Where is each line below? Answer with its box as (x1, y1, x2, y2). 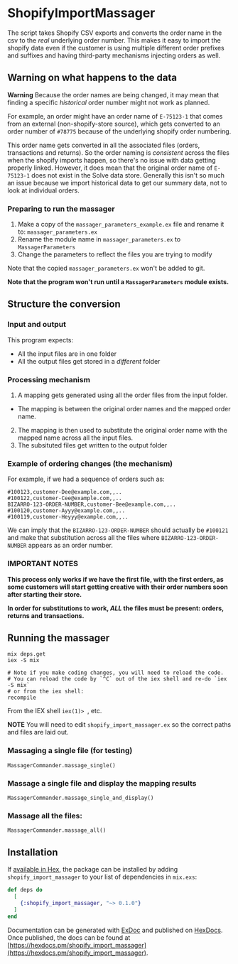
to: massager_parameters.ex (17, 227, 98, 236)
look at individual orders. (7, 186, 80, 195)
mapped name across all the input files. (17, 433, 134, 442)
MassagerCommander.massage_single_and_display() (7, 794, 154, 802)
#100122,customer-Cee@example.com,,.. (7, 495, 122, 502)
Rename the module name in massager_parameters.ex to (17, 235, 181, 244)
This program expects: (7, 335, 74, 344)
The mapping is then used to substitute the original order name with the (17, 426, 227, 435)
